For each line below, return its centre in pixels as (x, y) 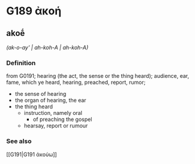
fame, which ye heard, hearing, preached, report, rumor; (76, 83)
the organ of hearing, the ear (50, 101)
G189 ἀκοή (34, 11)
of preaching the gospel (62, 119)
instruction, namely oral (53, 113)
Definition (21, 63)
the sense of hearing (40, 94)
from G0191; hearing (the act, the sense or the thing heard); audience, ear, (98, 76)
